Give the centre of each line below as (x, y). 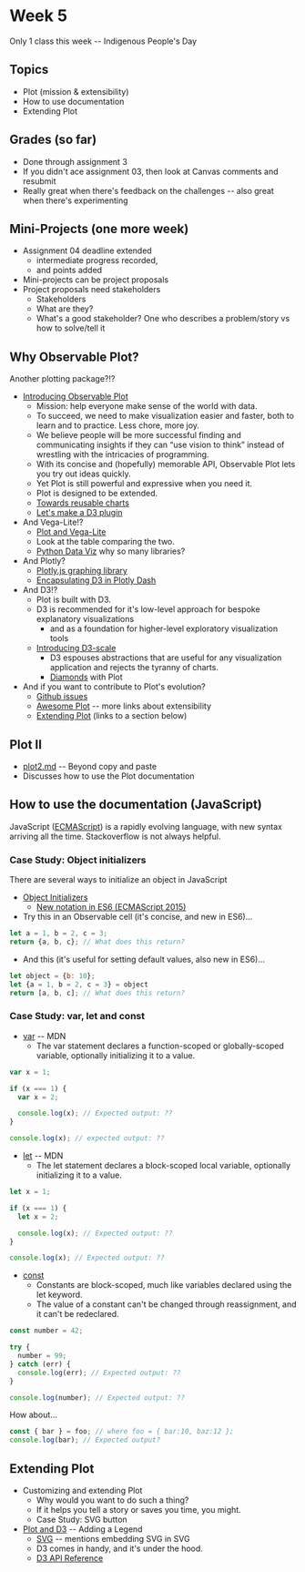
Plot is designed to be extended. (97, 494)
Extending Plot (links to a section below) (112, 716)
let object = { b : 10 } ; (52, 975)
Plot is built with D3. (74, 600)
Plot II (26, 745)
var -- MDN (44, 1036)
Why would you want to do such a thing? (112, 1500)
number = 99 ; (42, 1356)
